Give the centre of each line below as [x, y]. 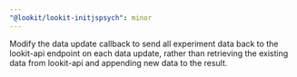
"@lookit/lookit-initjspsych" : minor [81, 18]
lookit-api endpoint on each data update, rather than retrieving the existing [149, 53]
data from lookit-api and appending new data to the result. [119, 63]
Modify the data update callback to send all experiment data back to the [144, 43]
